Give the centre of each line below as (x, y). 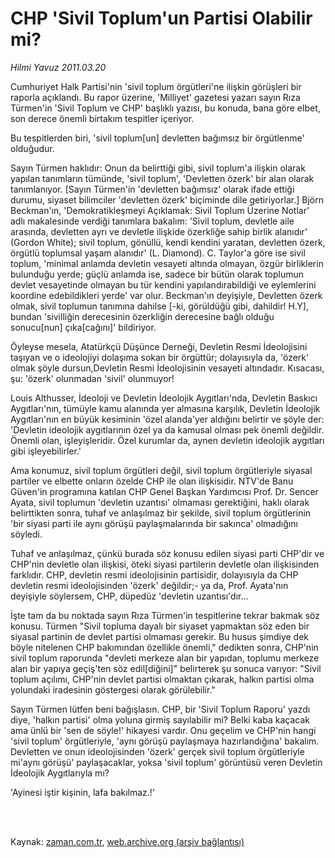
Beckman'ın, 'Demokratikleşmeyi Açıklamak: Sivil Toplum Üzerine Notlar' (160, 210)
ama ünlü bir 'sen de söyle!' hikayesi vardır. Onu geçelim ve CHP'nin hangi (163, 730)
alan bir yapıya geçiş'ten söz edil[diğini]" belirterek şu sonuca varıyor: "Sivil (166, 668)
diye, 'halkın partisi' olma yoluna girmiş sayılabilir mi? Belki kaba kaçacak (160, 719)
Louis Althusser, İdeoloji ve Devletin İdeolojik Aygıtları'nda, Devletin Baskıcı (164, 398)
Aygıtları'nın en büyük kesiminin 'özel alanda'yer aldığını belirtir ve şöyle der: (167, 419)
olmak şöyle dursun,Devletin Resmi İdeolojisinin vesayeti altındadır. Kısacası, (167, 368)
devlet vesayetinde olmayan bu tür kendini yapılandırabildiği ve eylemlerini (163, 284)
